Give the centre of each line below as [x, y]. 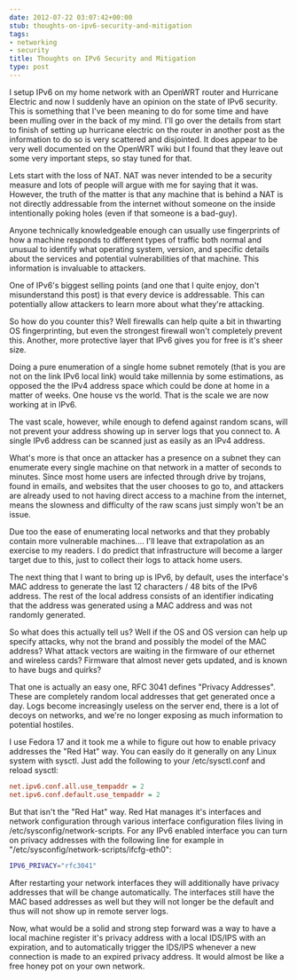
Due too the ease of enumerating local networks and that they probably [140, 531]
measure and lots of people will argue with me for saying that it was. [134, 185]
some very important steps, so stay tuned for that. [101, 158]
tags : [19, 34]
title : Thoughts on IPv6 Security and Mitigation [103, 59]
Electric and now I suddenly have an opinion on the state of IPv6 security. [143, 101]
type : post [29, 67]
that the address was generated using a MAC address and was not [131, 605]
